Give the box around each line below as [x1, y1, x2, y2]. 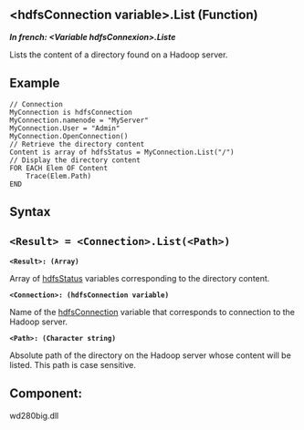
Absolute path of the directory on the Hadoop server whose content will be [9, 350, 292, 361]
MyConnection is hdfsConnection [9, 107, 132, 117]
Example [9, 76, 60, 91]
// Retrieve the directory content [9, 139, 145, 148]
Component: [9, 386, 83, 402]
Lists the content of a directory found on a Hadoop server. [9, 49, 228, 60]
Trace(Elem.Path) [26, 171, 92, 180]
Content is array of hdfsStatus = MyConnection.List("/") [9, 148, 235, 157]
